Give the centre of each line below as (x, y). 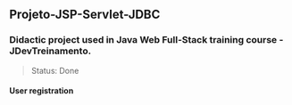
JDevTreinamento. (50, 51)
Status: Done (55, 70)
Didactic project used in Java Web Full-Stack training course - (146, 40)
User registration (42, 91)
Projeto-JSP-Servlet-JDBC (85, 15)
